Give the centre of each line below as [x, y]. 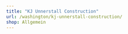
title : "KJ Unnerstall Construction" [52, 11]
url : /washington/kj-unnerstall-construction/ [64, 17]
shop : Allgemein [26, 22]
